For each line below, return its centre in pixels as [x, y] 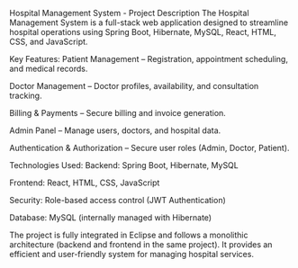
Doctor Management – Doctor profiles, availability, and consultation [134, 86]
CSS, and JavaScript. [49, 41]
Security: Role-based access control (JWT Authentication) [118, 200]
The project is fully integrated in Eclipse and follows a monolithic [129, 235]
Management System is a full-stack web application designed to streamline [149, 22]
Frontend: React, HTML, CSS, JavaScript [85, 183]
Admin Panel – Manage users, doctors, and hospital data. [115, 130]
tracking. [26, 95]
